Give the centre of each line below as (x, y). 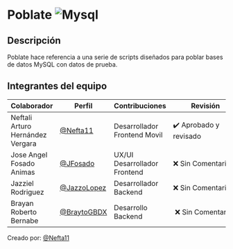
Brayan (22, 203)
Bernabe (25, 221)
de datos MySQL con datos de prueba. (62, 65)
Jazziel (22, 183)
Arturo (21, 126)
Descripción (34, 41)
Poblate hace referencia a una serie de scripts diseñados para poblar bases (115, 57)
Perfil (83, 105)
